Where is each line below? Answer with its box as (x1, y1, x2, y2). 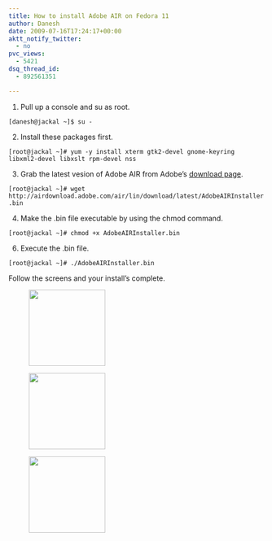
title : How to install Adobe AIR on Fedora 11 (8, 11, 169, 20)
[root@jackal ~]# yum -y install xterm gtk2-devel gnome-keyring (8, 147, 235, 155)
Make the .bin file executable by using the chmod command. (20, 213, 224, 223)
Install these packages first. (20, 132, 113, 142)
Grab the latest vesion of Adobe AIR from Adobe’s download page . (20, 168, 243, 179)
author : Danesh (8, 20, 60, 28)
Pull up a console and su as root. (20, 102, 130, 111)
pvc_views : (8, 50, 46, 58)
